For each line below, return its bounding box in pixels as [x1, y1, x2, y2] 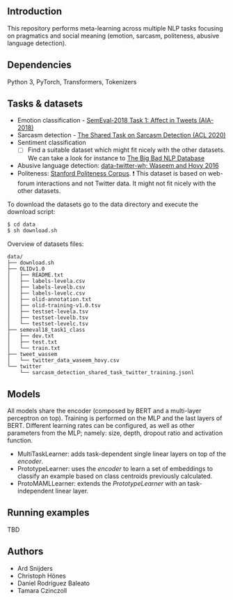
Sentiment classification [17, 139, 87, 147]
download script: [7, 207, 56, 215]
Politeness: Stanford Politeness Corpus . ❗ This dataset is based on [17, 169, 207, 177]
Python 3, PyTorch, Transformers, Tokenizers [7, 77, 137, 86]
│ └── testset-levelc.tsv [7, 321, 89, 328]
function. [7, 436, 33, 445]
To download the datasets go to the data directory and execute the [7, 200, 198, 208]
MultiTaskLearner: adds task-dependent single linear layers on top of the [17, 449, 226, 459]
